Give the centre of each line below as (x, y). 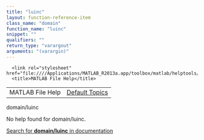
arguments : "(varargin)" (38, 52)
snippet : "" (21, 35)
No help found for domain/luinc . (46, 119)
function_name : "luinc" (36, 29)
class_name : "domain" (34, 23)
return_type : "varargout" (39, 46)
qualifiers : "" (25, 40)
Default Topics (87, 92)
